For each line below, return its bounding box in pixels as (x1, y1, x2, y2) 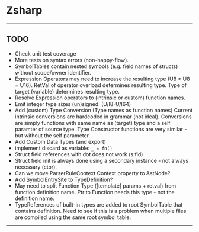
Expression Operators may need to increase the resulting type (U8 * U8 (14, 75, 191, 82)
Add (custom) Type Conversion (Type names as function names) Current (14, 107, 193, 114)
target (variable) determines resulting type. (14, 88, 120, 95)
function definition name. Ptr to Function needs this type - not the (14, 188, 175, 195)
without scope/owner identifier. (14, 69, 92, 76)
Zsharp (6, 4, 43, 17)
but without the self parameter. (14, 131, 91, 139)
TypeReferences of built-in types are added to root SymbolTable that (14, 201, 183, 208)
